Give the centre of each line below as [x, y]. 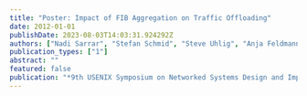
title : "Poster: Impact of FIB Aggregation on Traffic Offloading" [141, 18]
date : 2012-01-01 [42, 27]
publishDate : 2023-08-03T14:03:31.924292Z [91, 35]
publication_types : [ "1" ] [58, 52]
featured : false [40, 69]
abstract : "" [34, 60]
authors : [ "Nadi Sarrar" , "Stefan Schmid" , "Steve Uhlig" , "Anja [137, 43]
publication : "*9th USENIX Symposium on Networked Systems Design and [147, 78]
